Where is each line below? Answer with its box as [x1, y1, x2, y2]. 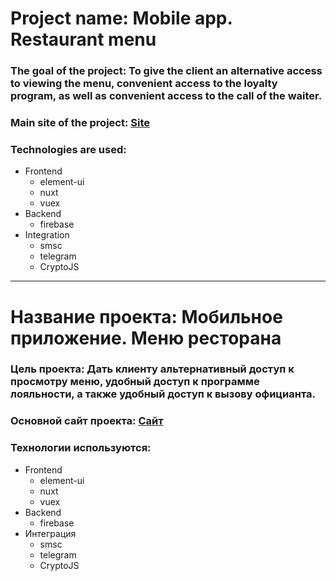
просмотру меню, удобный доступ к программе [10, 375, 260, 389]
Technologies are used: [10, 142, 127, 156]
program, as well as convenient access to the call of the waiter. [10, 89, 323, 103]
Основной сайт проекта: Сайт [10, 414, 164, 428]
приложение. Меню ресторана [10, 327, 282, 349]
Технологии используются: [10, 441, 152, 455]
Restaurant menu [10, 28, 157, 51]
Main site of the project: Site [10, 116, 151, 130]
